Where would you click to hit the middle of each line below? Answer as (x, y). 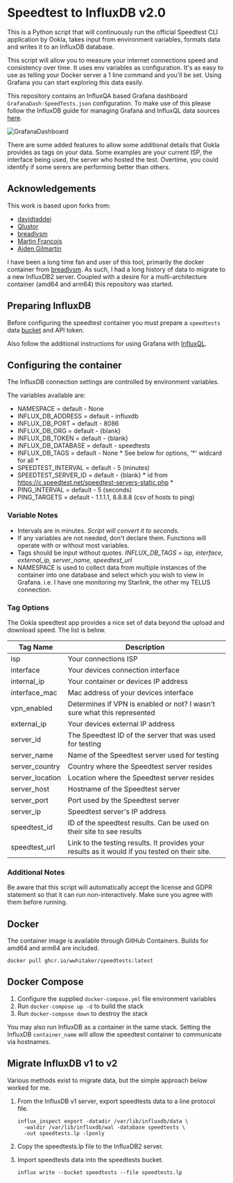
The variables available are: (46, 395)
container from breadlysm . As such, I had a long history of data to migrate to (116, 269)
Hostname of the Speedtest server (124, 789)
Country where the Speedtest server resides (140, 766)
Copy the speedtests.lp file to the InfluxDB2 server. (90, 1146)
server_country (35, 766)
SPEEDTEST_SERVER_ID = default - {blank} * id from (93, 475)
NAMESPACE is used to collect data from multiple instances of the (112, 567)
